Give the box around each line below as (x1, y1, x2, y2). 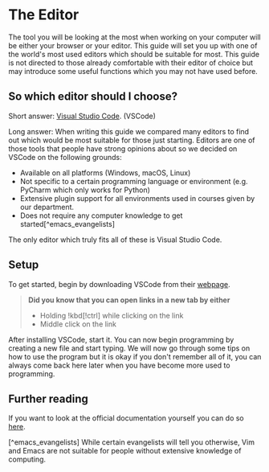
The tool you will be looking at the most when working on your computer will (8, 32, 261, 42)
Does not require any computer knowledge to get (19, 211, 183, 220)
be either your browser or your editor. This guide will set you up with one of (8, 40, 258, 50)
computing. (8, 454, 47, 464)
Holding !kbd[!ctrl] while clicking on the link (39, 310, 184, 320)
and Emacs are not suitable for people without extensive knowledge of (8, 446, 242, 456)
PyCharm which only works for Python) (19, 185, 151, 195)
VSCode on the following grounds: (8, 152, 122, 162)
